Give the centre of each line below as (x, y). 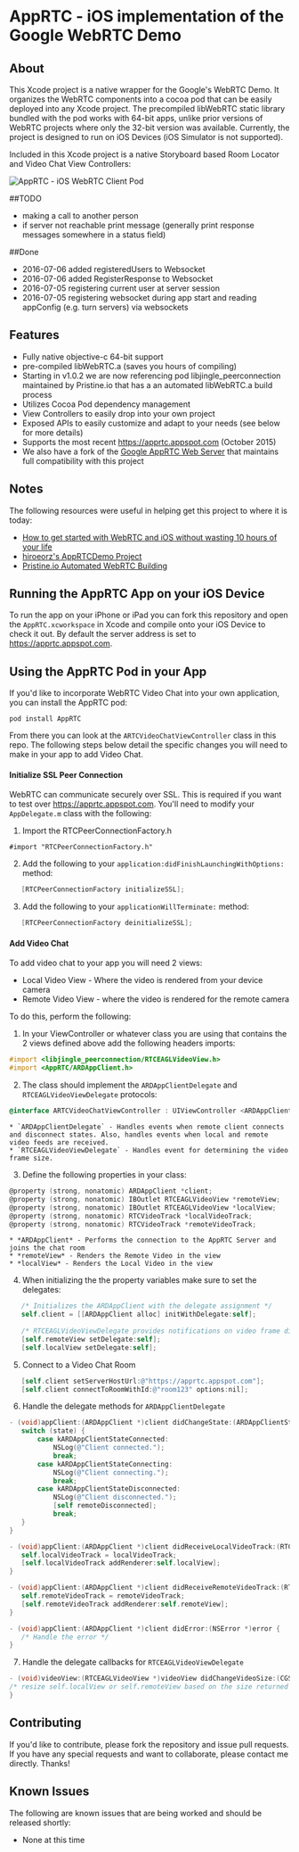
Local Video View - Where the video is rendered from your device (142, 980)
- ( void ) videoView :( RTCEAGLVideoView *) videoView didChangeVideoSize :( (145, 1679)
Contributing (45, 1723)
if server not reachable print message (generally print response (138, 225)
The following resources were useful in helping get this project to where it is (148, 510)
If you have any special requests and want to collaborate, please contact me (149, 1754)
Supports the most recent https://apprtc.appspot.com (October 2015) (149, 442)
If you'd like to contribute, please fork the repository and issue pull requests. (149, 1744)
